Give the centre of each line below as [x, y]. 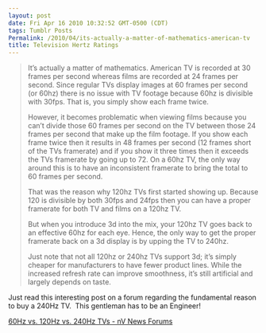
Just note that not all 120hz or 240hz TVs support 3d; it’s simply [132, 257]
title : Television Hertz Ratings [64, 45]
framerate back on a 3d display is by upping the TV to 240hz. [128, 241]
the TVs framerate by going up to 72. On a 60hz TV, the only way [134, 159]
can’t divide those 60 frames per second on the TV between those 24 [142, 126]
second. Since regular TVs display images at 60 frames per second [138, 85]
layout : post [30, 16]
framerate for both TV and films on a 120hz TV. [104, 209]
